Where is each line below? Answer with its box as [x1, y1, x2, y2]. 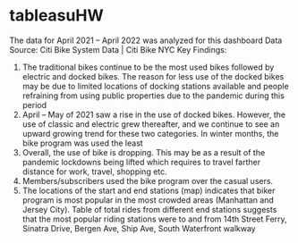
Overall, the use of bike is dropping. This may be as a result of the [21, 147, 266, 157]
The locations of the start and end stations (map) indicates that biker [21, 185, 276, 196]
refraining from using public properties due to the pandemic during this [21, 90, 285, 101]
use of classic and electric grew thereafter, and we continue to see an [21, 118, 280, 130]
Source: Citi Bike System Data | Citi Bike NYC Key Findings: [9, 44, 227, 54]
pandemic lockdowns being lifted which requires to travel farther [21, 156, 261, 167]
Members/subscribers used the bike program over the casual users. [21, 175, 274, 186]
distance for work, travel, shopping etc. [21, 166, 167, 177]
